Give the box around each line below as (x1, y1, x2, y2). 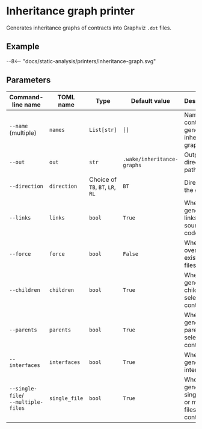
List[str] (89, 126, 117, 133)
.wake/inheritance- (123, 155, 179, 162)
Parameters (6, 75, 51, 85)
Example (6, 42, 40, 52)
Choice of (89, 175, 117, 184)
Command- (9, 93, 44, 101)
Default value (131, 96, 170, 105)
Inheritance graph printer (6, 4, 135, 18)
